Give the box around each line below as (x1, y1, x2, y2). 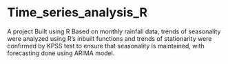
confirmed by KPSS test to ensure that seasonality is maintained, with (7, 42, 205, 50)
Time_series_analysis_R (7, 5, 148, 20)
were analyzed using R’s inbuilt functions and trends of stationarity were (7, 34, 212, 42)
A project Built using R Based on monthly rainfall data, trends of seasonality (7, 27, 221, 35)
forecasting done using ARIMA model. (7, 49, 115, 57)
